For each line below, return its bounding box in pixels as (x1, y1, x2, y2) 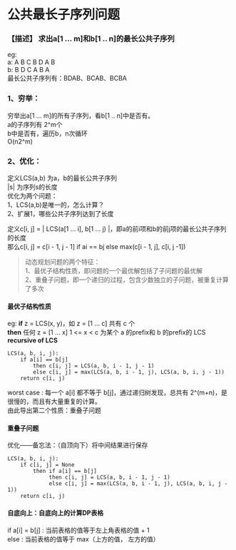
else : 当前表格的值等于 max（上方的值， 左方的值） (7, 534, 160, 543)
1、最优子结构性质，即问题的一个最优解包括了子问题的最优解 (24, 267, 203, 275)
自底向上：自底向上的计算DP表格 (7, 509, 104, 517)
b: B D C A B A (7, 66, 50, 74)
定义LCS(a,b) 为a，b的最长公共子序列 (7, 174, 118, 183)
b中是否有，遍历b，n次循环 (7, 129, 88, 138)
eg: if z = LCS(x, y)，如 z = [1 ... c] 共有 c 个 (7, 319, 135, 328)
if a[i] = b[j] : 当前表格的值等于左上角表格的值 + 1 (7, 526, 150, 534)
